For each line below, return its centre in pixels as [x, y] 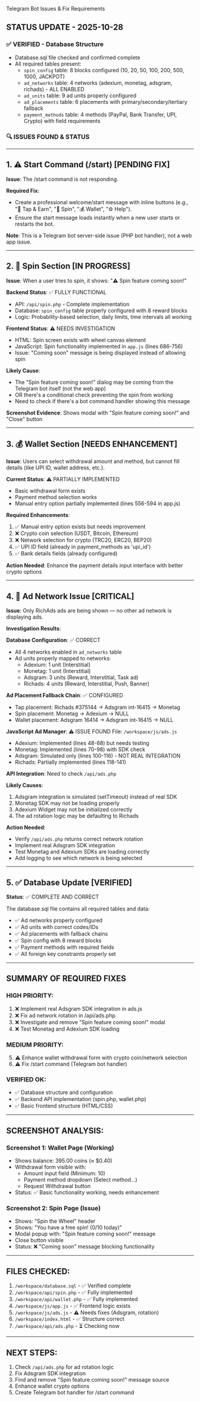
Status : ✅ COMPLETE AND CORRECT [53, 897]
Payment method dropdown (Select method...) [81, 1180]
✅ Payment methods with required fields [64, 947]
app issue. [19, 242]
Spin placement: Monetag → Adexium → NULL [72, 714]
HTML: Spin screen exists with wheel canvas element [80, 340]
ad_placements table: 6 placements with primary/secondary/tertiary [105, 102]
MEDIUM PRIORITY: [35, 1044]
